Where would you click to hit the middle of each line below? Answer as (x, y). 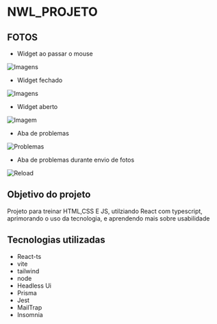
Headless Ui (34, 286)
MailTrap (29, 307)
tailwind (28, 271)
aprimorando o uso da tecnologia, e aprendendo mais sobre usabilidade (108, 218)
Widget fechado (40, 80)
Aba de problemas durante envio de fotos (76, 160)
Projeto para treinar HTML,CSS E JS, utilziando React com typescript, (105, 211)
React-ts (29, 256)
